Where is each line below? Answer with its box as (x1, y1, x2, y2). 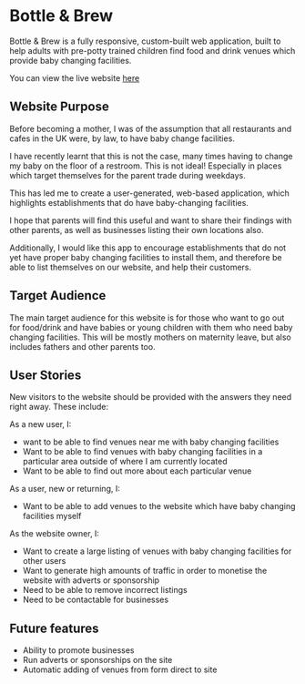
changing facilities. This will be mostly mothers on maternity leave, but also (9, 332, 291, 342)
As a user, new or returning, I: (9, 484, 120, 495)
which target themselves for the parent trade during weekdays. (9, 169, 246, 180)
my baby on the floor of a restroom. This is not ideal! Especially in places (9, 160, 282, 171)
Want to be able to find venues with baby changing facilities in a (22, 446, 263, 457)
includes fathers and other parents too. (9, 341, 157, 352)
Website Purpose (9, 99, 109, 115)
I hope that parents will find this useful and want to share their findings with (9, 215, 292, 226)
